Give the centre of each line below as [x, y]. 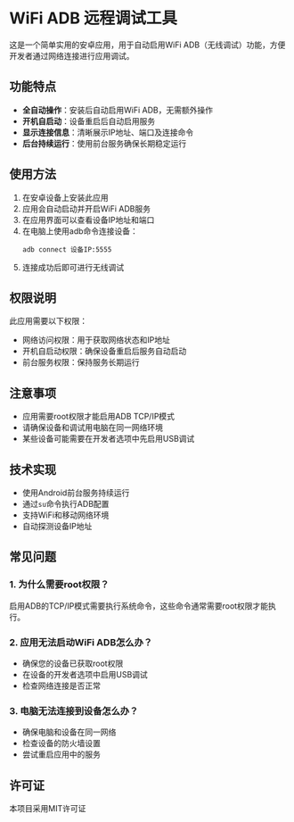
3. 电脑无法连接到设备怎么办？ [74, 710]
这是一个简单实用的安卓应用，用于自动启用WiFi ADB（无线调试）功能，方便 [147, 45]
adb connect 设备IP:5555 [67, 249]
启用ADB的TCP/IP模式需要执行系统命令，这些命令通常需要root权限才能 [139, 606]
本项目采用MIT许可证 [48, 809]
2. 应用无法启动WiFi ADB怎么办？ [81, 642]
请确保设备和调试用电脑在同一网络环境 [92, 428]
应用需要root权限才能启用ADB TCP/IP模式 [98, 417]
